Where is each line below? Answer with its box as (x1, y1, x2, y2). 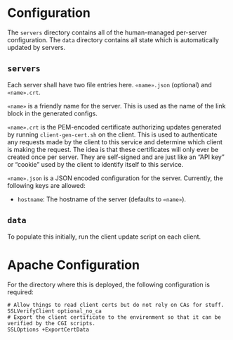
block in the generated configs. (7, 109, 98, 118)
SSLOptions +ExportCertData (7, 326, 90, 333)
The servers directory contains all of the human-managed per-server (7, 28, 207, 37)
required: (7, 287, 34, 296)
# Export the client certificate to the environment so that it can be (7, 313, 221, 321)
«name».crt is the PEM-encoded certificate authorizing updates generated (7, 122, 222, 131)
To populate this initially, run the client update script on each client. (7, 232, 201, 241)
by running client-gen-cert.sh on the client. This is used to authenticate (7, 130, 218, 139)
